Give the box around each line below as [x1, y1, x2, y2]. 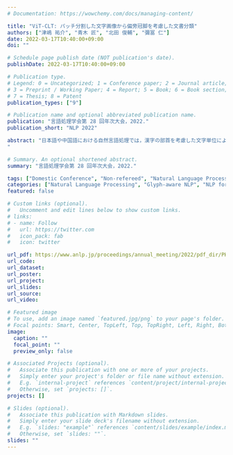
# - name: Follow [7, 220, 58, 226]
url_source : [7, 290, 42, 297]
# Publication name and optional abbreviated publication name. [7, 111, 197, 118]
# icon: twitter [7, 239, 60, 246]
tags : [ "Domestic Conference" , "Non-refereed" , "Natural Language [7, 175, 203, 182]
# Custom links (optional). [7, 200, 89, 208]
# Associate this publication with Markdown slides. [7, 411, 169, 418]
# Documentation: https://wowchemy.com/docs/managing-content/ [7, 10, 194, 17]
